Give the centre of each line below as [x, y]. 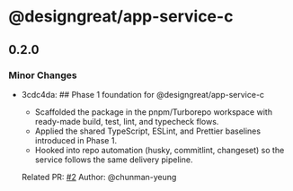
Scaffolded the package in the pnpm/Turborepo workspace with [154, 112]
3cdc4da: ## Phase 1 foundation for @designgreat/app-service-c [143, 94]
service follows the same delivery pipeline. [114, 160]
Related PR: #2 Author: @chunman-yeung [99, 177]
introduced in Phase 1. [76, 140]
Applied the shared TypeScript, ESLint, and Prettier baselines [148, 131]
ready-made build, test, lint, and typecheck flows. [127, 121]
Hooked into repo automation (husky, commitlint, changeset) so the [160, 150]
